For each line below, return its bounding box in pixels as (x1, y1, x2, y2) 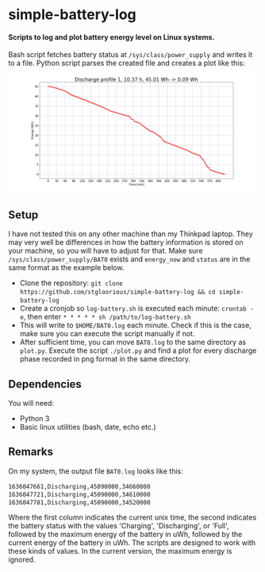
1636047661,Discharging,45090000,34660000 (8, 482, 151, 490)
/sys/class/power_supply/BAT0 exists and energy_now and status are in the (8, 254, 251, 264)
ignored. (8, 555, 36, 564)
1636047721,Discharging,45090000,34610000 (8, 490, 151, 498)
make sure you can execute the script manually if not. (19, 329, 195, 338)
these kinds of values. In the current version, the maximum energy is (8, 546, 232, 555)
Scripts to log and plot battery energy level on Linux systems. (8, 32, 215, 41)
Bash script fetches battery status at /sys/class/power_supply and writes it (8, 50, 252, 60)
